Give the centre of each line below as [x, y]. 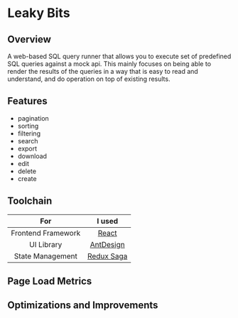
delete [27, 171]
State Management [46, 256]
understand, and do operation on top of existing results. [89, 79]
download [32, 156]
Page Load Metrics [50, 281]
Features [27, 101]
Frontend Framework [46, 233]
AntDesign [108, 244]
